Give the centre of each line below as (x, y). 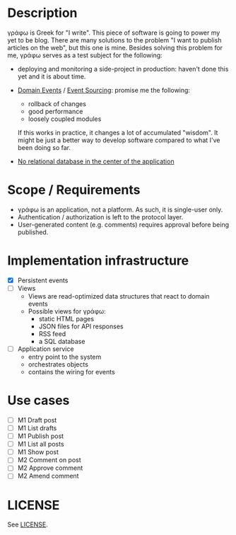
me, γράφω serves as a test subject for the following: (85, 55)
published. (33, 232)
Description (42, 13)
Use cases (39, 401)
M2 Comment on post (49, 460)
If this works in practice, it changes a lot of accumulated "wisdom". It (118, 132)
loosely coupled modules (65, 119)
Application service (46, 349)
